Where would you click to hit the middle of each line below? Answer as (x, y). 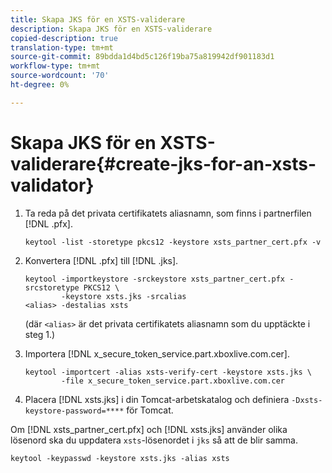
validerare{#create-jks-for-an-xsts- (163, 163)
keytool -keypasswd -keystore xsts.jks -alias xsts (120, 458)
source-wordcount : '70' (60, 76)
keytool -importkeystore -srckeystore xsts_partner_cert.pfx (155, 279)
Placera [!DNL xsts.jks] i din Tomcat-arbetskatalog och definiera (157, 399)
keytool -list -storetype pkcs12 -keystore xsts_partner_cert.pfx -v (173, 242)
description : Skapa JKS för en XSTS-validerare (111, 29)
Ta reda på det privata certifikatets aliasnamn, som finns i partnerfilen (168, 213)
